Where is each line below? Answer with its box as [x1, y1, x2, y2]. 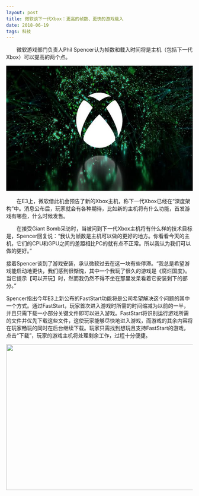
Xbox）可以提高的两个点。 [6, 53, 71, 61]
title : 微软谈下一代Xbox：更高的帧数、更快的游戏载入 [6, 15, 124, 22]
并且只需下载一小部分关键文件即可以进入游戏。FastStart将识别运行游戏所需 [6, 309, 190, 317]
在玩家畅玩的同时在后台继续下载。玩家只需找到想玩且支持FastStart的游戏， [6, 324, 190, 332]
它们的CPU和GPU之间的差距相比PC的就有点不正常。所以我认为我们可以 [16, 240, 191, 247]
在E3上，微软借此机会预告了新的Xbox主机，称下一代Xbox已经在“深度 [16, 198, 185, 205]
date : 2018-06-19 [6, 22, 49, 28]
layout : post [6, 10, 38, 15]
